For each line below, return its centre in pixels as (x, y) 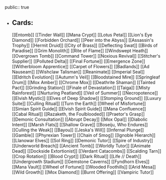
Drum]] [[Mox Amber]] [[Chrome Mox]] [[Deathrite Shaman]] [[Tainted (83, 82)
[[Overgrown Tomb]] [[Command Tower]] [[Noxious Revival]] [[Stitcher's (86, 56)
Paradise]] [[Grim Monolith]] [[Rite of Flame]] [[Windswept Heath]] (80, 50)
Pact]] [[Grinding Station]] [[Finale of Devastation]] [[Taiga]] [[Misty (81, 88)
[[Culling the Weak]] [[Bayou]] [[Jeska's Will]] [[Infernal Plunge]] (78, 130)
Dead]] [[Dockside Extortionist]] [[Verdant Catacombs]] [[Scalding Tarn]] (86, 151)
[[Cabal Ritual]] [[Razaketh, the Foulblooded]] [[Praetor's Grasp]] (78, 114)
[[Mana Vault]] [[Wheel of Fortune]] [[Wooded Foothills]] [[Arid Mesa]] (84, 167)
